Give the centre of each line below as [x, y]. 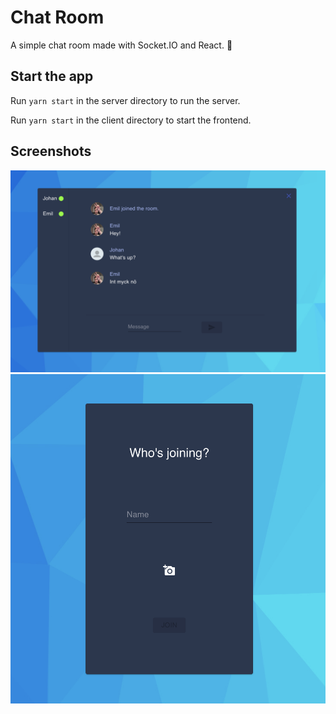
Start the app [52, 76]
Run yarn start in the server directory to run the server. [125, 100]
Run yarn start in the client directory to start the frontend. [131, 120]
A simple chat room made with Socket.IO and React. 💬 [121, 45]
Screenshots [51, 151]
